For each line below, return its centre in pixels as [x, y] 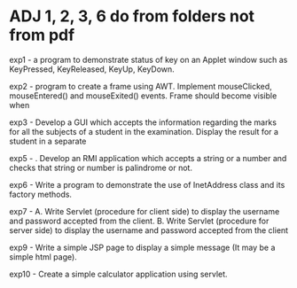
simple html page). [43, 257]
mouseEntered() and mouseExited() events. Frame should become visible [143, 96]
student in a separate [48, 141]
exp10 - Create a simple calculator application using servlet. [118, 274]
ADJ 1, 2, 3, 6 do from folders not [132, 16]
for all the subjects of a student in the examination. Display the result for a [144, 131]
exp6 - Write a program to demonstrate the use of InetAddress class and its [147, 184]
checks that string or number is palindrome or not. [101, 167]
